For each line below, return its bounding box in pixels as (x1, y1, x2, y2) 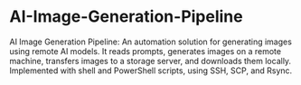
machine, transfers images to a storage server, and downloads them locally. (9, 55, 292, 66)
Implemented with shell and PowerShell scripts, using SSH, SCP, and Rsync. (9, 65, 293, 76)
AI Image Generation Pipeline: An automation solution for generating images (9, 36, 292, 47)
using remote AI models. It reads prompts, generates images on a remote (9, 45, 282, 56)
